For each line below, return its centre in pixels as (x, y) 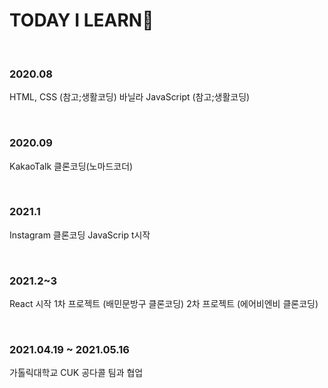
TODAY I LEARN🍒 (81, 20)
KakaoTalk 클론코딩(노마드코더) (71, 166)
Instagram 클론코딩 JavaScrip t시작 (80, 235)
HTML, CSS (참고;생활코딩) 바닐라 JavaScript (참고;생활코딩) (130, 97)
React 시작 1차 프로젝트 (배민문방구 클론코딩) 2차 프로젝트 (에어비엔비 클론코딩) (164, 304)
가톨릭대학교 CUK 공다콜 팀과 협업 (76, 373)
